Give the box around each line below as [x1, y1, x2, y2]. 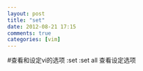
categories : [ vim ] [7, 36, 61, 43]
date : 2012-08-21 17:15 [7, 23, 77, 30]
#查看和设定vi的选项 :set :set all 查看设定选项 [7, 56, 136, 65]
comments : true [7, 29, 52, 37]
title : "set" [7, 17, 45, 24]
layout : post [7, 10, 45, 17]
